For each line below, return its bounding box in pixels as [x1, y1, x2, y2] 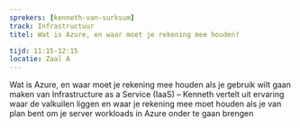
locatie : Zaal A [9, 55, 70, 64]
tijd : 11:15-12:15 [9, 46, 78, 55]
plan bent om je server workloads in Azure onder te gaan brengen [9, 108, 254, 119]
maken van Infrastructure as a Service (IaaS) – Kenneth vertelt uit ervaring [9, 89, 285, 100]
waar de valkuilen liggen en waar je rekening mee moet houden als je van [9, 98, 282, 109]
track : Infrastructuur [9, 22, 95, 31]
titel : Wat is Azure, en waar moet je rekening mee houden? [9, 30, 241, 39]
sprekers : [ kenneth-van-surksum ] [9, 13, 135, 23]
